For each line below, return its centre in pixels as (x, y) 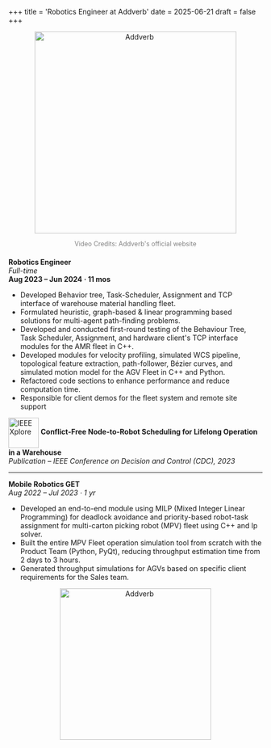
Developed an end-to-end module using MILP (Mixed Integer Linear (133, 508)
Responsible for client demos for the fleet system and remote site (129, 397)
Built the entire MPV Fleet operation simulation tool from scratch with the (141, 542)
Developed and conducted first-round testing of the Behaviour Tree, (133, 329)
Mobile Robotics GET (44, 484)
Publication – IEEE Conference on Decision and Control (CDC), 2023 (122, 460)
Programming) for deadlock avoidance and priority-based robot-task (134, 517)
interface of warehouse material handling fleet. (98, 303)
